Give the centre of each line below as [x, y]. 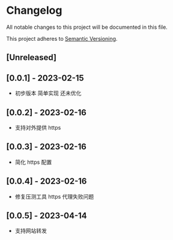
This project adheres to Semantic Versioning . [62, 38]
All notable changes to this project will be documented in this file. [87, 27]
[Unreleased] [32, 58]
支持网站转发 [31, 231]
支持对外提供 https [38, 127]
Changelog [34, 10]
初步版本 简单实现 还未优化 [48, 93]
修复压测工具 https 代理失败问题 [54, 196]
